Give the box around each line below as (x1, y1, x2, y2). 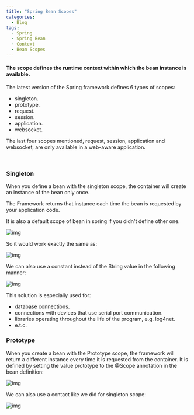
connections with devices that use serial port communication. (14, 309, 163, 316)
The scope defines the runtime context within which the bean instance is (6, 65, 187, 72)
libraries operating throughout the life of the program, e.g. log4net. (14, 316, 175, 323)
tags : (6, 25, 19, 31)
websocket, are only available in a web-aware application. (6, 144, 146, 151)
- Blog (11, 19, 27, 25)
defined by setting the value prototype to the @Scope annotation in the (6, 362, 177, 369)
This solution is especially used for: (6, 292, 91, 299)
